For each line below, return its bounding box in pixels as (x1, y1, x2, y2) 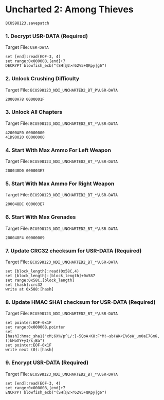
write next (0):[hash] (5, 347, 54, 353)
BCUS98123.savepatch (5, 21, 50, 26)
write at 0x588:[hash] (5, 287, 54, 292)
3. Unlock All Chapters (5, 108, 63, 116)
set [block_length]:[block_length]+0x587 (5, 274, 96, 279)
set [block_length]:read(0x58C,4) (5, 269, 80, 274)
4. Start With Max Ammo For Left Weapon (5, 147, 112, 154)
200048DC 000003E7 (5, 202, 45, 207)
